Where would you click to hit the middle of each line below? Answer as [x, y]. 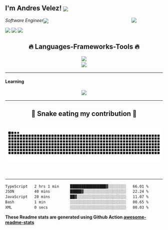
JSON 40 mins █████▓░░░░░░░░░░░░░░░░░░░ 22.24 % [77, 192]
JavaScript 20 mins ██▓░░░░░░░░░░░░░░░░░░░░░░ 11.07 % [77, 197]
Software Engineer [24, 20]
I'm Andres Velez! [33, 8]
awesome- [135, 217]
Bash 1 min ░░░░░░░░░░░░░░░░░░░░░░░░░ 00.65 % [77, 202]
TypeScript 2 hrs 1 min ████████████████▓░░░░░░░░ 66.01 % [77, 186]
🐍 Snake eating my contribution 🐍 [84, 114]
